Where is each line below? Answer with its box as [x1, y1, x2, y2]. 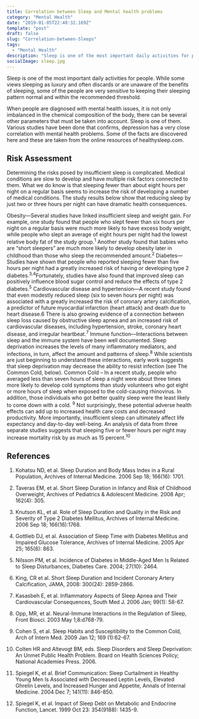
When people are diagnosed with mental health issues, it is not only [6, 105, 171, 112]
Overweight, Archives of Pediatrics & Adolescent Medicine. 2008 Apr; [15, 491, 185, 498]
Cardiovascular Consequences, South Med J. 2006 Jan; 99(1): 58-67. [15, 599, 184, 606]
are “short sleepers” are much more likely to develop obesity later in [6, 244, 172, 252]
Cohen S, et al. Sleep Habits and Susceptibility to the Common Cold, [15, 628, 182, 635]
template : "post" [6, 25, 50, 31]
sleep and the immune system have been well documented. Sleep [6, 336, 167, 344]
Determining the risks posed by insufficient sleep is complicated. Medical [6, 169, 185, 176]
